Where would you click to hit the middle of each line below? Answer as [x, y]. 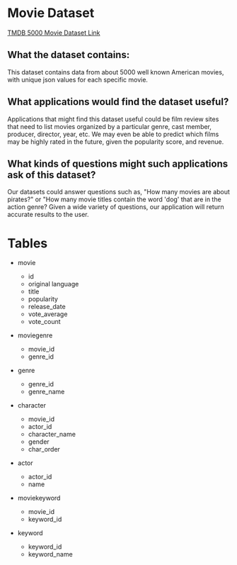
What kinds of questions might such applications [118, 163]
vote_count [45, 322]
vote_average [48, 314]
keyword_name [50, 554]
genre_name [46, 392]
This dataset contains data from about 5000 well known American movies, [116, 72]
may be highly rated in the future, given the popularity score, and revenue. [116, 141]
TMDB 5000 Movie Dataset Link [54, 33]
